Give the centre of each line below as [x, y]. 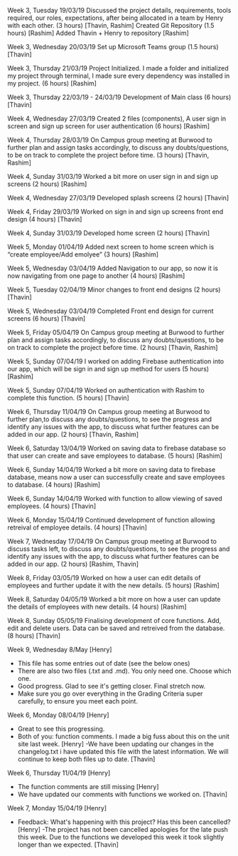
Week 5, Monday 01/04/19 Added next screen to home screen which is [111, 247]
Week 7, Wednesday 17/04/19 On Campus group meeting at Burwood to [112, 541]
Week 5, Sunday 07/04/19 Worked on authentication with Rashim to [106, 390]
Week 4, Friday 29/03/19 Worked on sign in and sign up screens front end [115, 212]
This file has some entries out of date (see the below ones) [104, 663]
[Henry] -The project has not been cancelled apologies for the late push [123, 829]
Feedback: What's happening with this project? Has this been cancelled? [124, 822]
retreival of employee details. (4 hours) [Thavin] [77, 527]
